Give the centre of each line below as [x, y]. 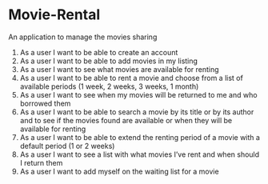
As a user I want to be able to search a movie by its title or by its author [137, 112]
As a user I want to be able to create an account [99, 52]
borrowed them [45, 103]
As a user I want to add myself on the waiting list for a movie [119, 171]
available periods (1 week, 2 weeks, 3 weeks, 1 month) [109, 86]
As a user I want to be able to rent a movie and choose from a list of [132, 78]
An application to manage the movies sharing [83, 37]
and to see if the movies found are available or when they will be [126, 120]
